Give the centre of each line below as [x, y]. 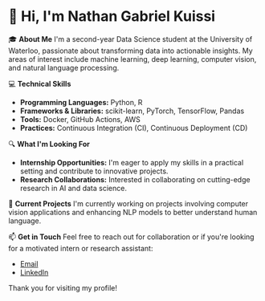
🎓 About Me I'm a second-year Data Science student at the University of [130, 39]
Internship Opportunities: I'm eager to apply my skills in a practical [132, 162]
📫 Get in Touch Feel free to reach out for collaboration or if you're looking [131, 237]
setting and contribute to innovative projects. [94, 171]
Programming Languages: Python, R [81, 102]
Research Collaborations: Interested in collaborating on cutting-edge [135, 179]
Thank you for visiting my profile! [63, 287]
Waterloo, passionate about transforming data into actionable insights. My [130, 51]
